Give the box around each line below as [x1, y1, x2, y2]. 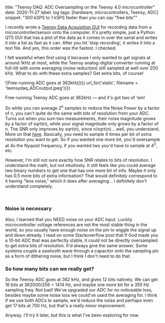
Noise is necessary [5, 205, 52, 212]
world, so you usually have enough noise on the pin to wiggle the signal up [5, 226, 157, 233]
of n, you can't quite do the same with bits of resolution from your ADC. [5, 110, 150, 116]
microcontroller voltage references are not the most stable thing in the [5, 222, 148, 227]
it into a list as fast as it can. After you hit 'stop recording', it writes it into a [5, 40, 155, 46]
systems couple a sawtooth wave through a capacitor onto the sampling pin [5, 248, 159, 254]
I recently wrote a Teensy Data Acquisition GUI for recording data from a [5, 24, 152, 30]
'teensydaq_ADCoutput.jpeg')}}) [5, 85, 70, 91]
